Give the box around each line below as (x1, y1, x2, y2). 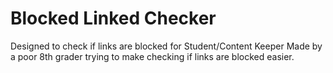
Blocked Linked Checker (10, 7, 217, 30)
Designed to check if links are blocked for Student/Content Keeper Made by (10, 40, 323, 52)
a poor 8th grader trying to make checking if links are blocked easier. (10, 50, 295, 62)
